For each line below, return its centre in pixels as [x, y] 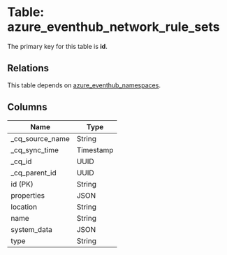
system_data [31, 229]
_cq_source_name [40, 138]
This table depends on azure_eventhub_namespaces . [84, 85]
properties [28, 195]
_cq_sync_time [35, 150]
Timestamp [95, 150]
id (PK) [22, 184]
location [24, 207]
